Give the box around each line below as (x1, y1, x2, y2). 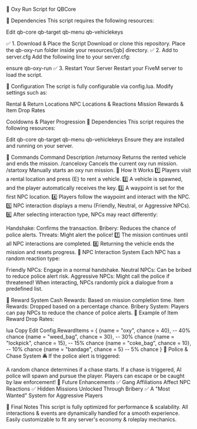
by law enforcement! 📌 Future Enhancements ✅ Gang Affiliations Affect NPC (6, 379, 191, 385)
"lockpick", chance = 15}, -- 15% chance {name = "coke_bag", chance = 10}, (6, 340, 192, 346)
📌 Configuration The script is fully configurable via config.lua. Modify (6, 83, 173, 90)
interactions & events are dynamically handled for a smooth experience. (6, 409, 181, 417)
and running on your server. (6, 142, 74, 149)
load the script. (6, 71, 43, 78)
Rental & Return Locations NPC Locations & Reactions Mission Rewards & (6, 100, 184, 108)
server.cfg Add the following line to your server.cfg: (6, 53, 131, 60)
